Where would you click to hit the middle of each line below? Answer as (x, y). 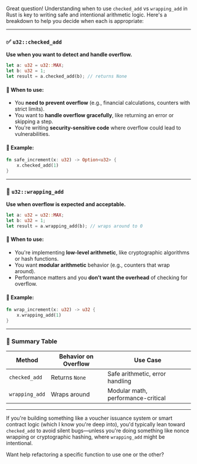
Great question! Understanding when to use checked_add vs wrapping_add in (97, 9)
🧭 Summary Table (32, 341)
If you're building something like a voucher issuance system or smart (89, 418)
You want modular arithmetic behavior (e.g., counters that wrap (92, 265)
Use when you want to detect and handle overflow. (69, 55)
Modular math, (128, 391)
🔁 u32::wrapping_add (35, 191)
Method (27, 360)
